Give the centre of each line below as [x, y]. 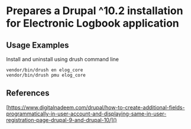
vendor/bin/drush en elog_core [45, 70]
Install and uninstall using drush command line [63, 59]
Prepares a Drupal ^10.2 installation [95, 11]
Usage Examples [38, 45]
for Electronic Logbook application [93, 23]
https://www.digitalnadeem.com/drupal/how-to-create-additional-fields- [96, 107]
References [28, 93]
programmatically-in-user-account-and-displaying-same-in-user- [86, 114]
